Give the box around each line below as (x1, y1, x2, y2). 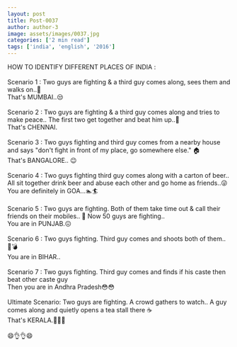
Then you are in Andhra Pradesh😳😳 (7, 283, 115, 291)
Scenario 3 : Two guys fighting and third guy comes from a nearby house (7, 138, 221, 146)
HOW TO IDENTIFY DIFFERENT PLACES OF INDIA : (7, 63, 156, 71)
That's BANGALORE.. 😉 (7, 157, 77, 164)
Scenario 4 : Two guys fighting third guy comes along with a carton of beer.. (7, 171, 230, 179)
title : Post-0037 (7, 17, 59, 24)
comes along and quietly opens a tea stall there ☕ (7, 306, 153, 314)
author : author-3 (7, 23, 59, 30)
